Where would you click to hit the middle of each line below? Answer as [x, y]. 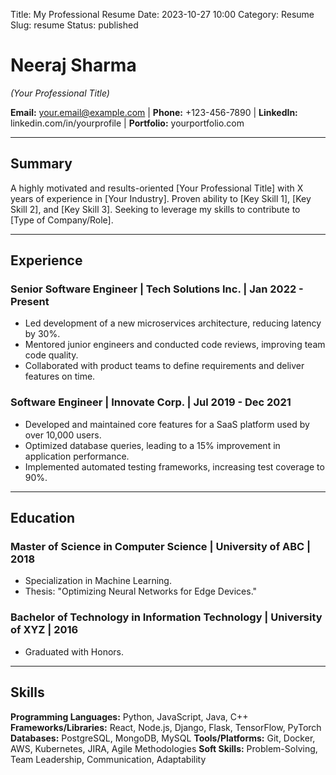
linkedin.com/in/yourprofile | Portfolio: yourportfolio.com [127, 123]
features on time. [60, 376]
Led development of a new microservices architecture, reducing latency [173, 323]
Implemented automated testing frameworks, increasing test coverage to [174, 466]
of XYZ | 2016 [44, 630]
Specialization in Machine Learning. [98, 581]
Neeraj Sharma [73, 65]
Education [43, 518]
